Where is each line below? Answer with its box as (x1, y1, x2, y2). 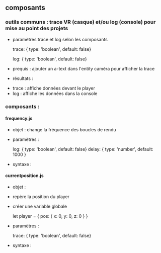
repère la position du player (12, 194, 69, 200)
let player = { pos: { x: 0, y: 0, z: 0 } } (12, 213, 88, 219)
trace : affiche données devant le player (12, 85, 96, 91)
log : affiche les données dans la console (12, 90, 98, 97)
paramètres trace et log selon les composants (12, 36, 108, 42)
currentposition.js (5, 173, 44, 179)
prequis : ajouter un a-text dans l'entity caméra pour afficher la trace (12, 65, 155, 71)
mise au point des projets (5, 25, 68, 32)
